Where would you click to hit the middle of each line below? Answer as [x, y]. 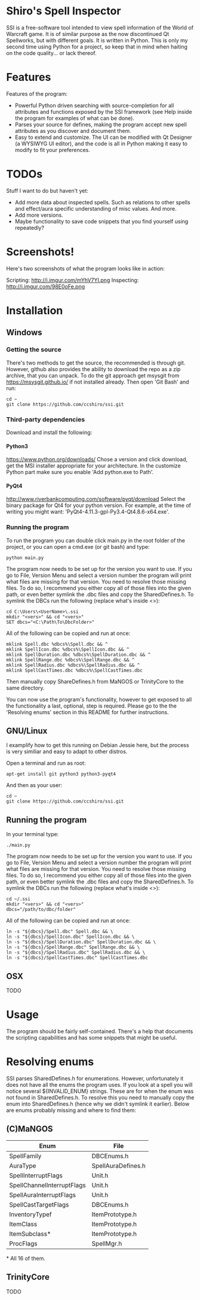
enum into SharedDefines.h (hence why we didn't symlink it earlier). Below [98, 1104]
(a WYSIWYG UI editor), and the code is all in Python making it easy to [101, 143]
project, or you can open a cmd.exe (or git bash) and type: [78, 546]
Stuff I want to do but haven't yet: [47, 190]
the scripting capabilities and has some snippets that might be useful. [92, 1038]
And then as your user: [34, 785]
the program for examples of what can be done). [75, 118]
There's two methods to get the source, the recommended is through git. [96, 363]
